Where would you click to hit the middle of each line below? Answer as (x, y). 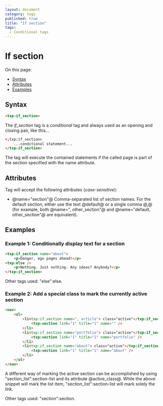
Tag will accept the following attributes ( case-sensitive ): (61, 190)
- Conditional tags (29, 32)
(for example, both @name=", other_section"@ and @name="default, (81, 210)
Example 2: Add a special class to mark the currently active (76, 294)
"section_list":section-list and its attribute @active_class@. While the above (80, 379)
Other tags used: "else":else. (34, 281)
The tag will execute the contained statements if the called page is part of (79, 158)
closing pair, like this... (27, 130)
